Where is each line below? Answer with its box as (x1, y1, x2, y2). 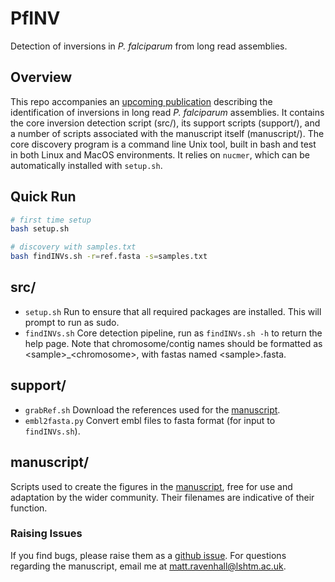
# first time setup (10, 215, 92, 225)
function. (10, 502, 48, 514)
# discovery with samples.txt (10, 242, 137, 252)
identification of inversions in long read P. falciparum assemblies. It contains (10, 106, 325, 118)
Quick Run (10, 188, 77, 206)
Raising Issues (10, 527, 83, 541)
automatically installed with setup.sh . (10, 159, 163, 171)
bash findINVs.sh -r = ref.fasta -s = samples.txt (10, 252, 208, 262)
